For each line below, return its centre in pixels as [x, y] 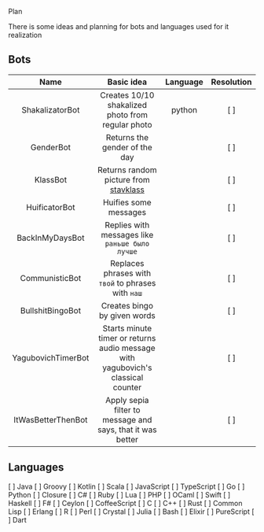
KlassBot [51, 179]
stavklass [127, 190]
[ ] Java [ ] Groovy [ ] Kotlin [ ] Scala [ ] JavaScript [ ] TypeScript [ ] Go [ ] [126, 486]
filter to [127, 410]
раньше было [127, 244]
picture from [128, 179]
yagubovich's [127, 368]
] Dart [18, 519]
